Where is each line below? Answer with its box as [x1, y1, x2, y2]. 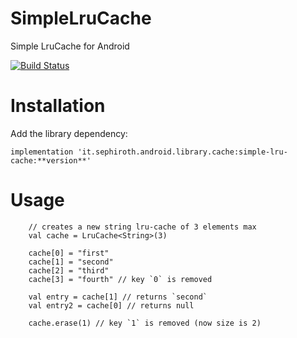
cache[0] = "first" [28, 248, 110, 258]
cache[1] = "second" [28, 257, 114, 267]
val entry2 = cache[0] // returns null [28, 300, 195, 311]
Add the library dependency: [10, 127, 128, 139]
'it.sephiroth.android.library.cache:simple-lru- [77, 147, 288, 157]
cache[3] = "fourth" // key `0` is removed [28, 274, 213, 284]
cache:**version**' [10, 155, 92, 166]
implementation [10, 147, 74, 157]
